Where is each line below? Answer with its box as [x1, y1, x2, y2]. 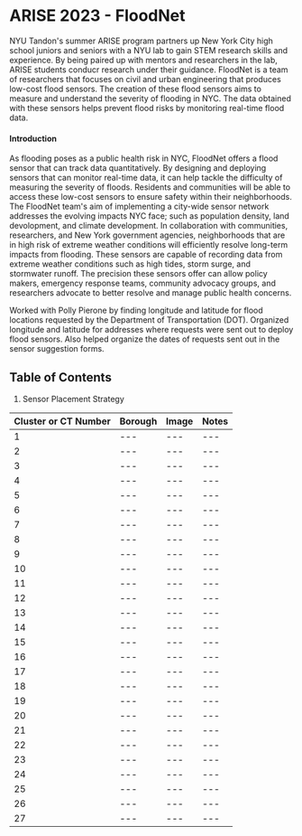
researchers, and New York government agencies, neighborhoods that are [9, 230, 286, 240]
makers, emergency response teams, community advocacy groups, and [9, 277, 277, 289]
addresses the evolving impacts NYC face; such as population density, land [9, 211, 290, 221]
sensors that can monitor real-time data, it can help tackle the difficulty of [9, 173, 283, 183]
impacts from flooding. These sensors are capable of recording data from [9, 249, 283, 260]
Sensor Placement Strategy [22, 393, 124, 404]
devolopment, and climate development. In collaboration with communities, [9, 221, 288, 231]
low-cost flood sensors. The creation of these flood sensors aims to [9, 83, 261, 94]
